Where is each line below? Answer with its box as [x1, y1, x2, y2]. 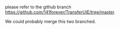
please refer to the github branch [5, 4, 72, 10]
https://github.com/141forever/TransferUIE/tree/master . [5, 9, 116, 15]
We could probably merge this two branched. [5, 19, 96, 24]
